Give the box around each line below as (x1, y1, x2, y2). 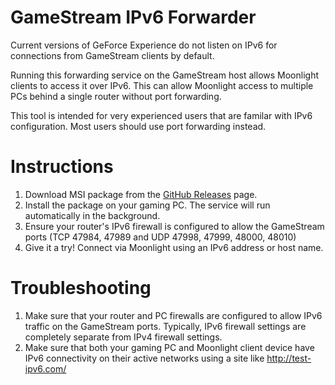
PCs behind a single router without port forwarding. (10, 90, 222, 102)
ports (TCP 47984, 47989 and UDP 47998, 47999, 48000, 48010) (24, 231, 297, 243)
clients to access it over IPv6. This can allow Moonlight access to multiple (10, 79, 314, 91)
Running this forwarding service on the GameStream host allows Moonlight (10, 69, 319, 81)
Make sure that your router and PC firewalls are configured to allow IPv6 (24, 309, 323, 321)
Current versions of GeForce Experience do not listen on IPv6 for (10, 39, 278, 51)
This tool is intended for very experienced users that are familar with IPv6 (10, 109, 313, 121)
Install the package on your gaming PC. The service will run (24, 199, 271, 211)
